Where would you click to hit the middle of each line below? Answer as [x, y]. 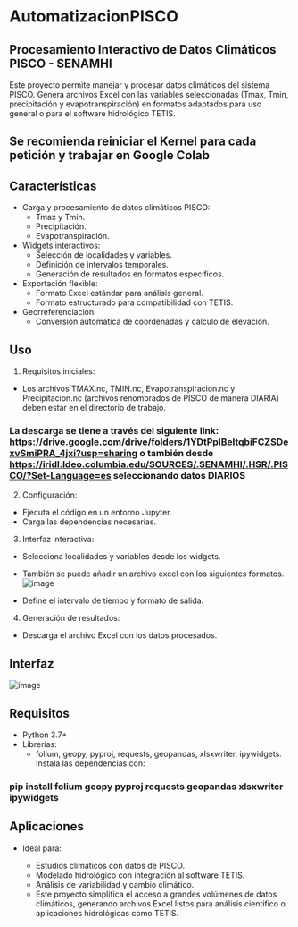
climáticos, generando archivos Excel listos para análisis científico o [160, 903]
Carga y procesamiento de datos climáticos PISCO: [116, 208]
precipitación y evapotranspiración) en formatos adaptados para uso [136, 104]
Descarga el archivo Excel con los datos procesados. [120, 635]
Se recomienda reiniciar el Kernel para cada [133, 142]
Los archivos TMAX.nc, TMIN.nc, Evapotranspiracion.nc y [128, 389]
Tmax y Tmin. [60, 217]
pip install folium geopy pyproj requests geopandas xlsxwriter [146, 787]
